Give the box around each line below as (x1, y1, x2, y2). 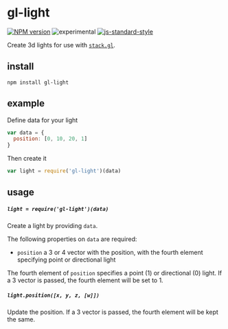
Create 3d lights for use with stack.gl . (7, 41, 115, 49)
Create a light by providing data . (7, 222, 98, 230)
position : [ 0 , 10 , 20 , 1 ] (13, 135, 88, 142)
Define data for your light (7, 115, 78, 124)
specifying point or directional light (16, 256, 116, 264)
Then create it (7, 155, 47, 163)
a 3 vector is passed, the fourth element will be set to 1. (7, 276, 163, 284)
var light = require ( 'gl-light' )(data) (7, 168, 122, 174)
